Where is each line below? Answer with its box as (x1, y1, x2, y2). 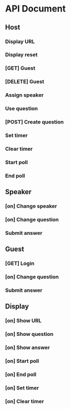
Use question (5, 105, 38, 112)
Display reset (5, 51, 38, 58)
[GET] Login (5, 260, 35, 267)
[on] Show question (5, 331, 54, 338)
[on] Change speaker (5, 203, 57, 210)
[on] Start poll (5, 357, 39, 364)
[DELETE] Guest (5, 78, 45, 85)
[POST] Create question (5, 119, 64, 126)
